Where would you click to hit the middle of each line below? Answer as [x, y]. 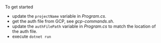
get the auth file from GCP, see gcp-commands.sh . [63, 21]
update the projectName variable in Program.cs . [59, 16]
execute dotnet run [32, 36]
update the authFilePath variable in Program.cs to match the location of [84, 26]
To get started [19, 7]
